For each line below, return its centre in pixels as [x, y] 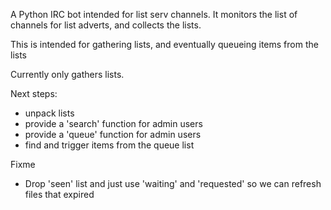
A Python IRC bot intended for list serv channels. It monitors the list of [154, 14]
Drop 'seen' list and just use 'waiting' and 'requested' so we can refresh [173, 183]
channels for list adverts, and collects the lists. [106, 25]
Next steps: [34, 93]
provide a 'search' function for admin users [113, 123]
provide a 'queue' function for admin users [113, 134]
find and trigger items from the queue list [109, 145]
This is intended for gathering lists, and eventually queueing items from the [164, 44]
